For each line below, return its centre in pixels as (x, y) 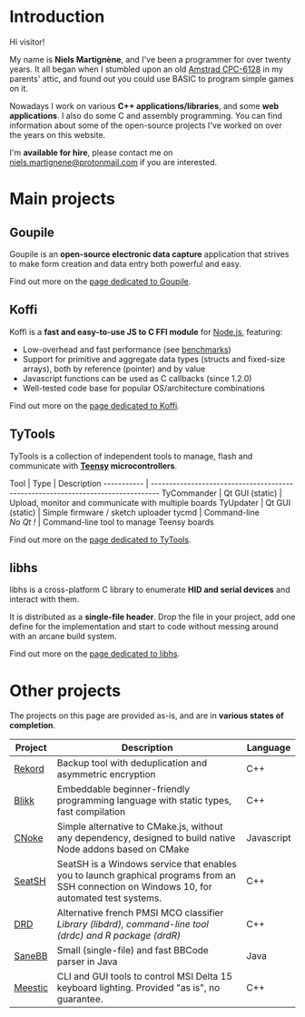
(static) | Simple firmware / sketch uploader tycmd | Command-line (135, 512)
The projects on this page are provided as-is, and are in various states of (147, 716)
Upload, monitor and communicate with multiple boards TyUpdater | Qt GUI (150, 502)
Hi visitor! (27, 42)
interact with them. (44, 599)
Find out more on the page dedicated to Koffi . (94, 405)
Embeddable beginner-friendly (123, 789)
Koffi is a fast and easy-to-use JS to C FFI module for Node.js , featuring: (146, 331)
